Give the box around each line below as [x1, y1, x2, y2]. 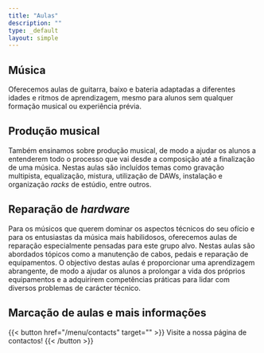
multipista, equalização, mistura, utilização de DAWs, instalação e [8, 171, 223, 180]
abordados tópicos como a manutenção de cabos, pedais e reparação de [8, 249, 249, 259]
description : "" [8, 19, 62, 27]
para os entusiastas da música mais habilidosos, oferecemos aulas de [8, 232, 238, 241]
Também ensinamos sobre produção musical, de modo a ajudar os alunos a [8, 145, 257, 155]
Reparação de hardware [8, 202, 130, 216]
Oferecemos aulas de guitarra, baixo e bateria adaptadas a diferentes [8, 84, 236, 94]
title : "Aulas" [8, 11, 59, 20]
